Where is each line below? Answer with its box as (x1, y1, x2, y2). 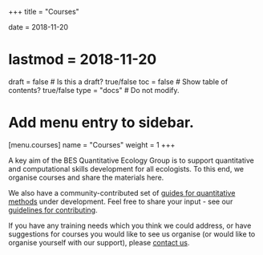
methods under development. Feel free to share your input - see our (8, 196, 233, 206)
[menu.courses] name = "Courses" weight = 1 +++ (8, 140, 176, 149)
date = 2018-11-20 (8, 22, 69, 31)
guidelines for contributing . (8, 204, 98, 215)
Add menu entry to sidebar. (8, 114, 195, 132)
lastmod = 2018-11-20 (8, 51, 157, 69)
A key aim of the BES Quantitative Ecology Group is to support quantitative (8, 156, 254, 165)
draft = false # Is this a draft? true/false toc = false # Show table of (8, 76, 229, 87)
